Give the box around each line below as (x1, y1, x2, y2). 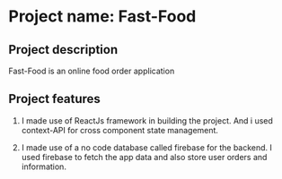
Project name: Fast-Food (8, 6, 197, 27)
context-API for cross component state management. (21, 124, 219, 135)
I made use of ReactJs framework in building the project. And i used (21, 115, 273, 126)
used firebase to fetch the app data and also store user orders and (21, 151, 268, 162)
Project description (8, 42, 119, 57)
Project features (8, 91, 101, 107)
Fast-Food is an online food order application (8, 65, 175, 76)
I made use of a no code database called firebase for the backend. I (21, 141, 273, 153)
